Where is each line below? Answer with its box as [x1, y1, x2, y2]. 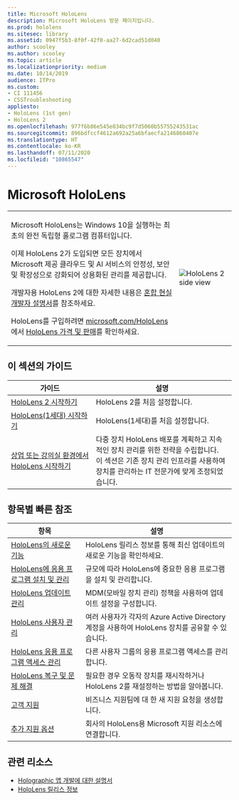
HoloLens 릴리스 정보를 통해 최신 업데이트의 [85, 540, 225, 550]
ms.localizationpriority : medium [7, 63, 107, 70]
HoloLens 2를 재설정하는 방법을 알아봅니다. [85, 681, 223, 691]
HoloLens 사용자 [11, 617, 65, 627]
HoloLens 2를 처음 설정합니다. [95, 396, 193, 406]
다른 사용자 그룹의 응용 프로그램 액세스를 [85, 647, 213, 657]
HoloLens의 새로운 [11, 540, 71, 550]
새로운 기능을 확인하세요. [85, 551, 164, 561]
